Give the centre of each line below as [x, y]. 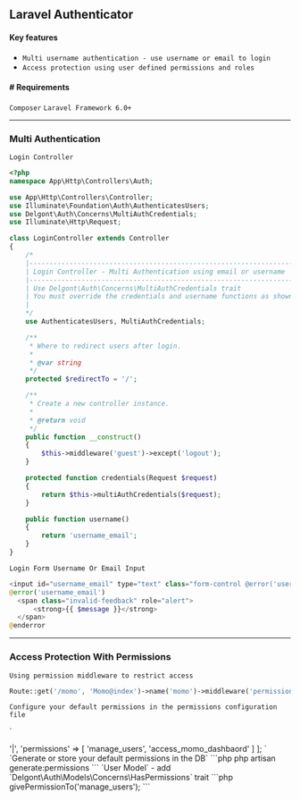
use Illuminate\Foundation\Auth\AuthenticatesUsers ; [109, 206]
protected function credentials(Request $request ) [121, 478]
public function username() [77, 519]
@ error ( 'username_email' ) [57, 592]
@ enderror [28, 626]
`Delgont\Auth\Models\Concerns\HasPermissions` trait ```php [121, 778]
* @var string [55, 363]
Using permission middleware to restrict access [101, 675]
